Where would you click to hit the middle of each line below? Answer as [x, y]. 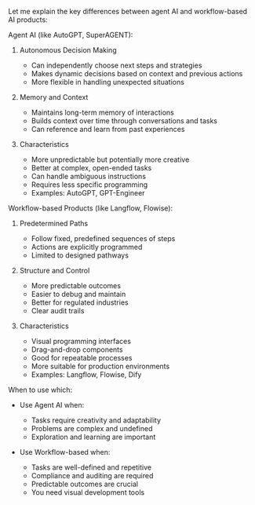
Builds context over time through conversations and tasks [124, 121]
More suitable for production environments [100, 366]
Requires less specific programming [89, 185]
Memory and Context [54, 97]
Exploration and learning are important [93, 437]
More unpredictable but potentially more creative [110, 159]
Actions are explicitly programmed [87, 247]
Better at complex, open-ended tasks [91, 168]
